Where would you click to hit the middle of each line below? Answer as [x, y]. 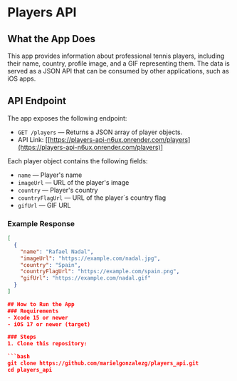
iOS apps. [22, 78]
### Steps [22, 337]
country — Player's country [58, 190]
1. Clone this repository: [47, 344]
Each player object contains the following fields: [78, 161]
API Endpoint [37, 101]
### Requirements [33, 311]
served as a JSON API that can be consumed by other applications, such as [118, 71]
